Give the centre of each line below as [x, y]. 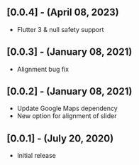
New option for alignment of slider [67, 116]
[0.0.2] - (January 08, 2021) [69, 91]
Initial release [36, 156]
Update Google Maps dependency [67, 108]
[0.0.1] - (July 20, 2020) [60, 138]
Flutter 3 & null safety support [60, 29]
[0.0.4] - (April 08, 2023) [63, 12]
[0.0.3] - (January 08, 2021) [69, 52]
